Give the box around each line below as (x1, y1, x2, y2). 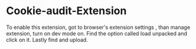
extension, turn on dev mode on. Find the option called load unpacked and (6, 30, 187, 37)
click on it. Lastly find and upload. (6, 36, 89, 43)
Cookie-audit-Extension (6, 4, 127, 18)
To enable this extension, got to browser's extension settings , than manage (6, 24, 191, 31)
